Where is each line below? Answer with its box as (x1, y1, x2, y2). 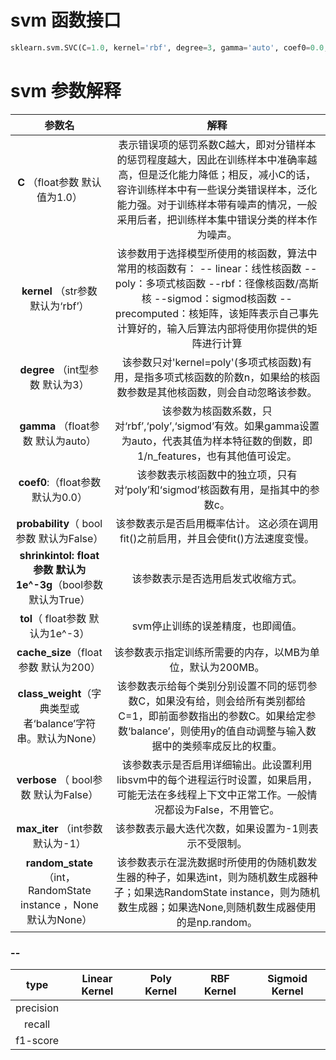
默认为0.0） (31, 490, 88, 504)
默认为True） (28, 592, 91, 606)
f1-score (15, 1034, 60, 1048)
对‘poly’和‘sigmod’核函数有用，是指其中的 (114, 482, 310, 496)
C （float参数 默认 (17, 175, 102, 189)
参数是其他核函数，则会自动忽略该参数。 (126, 385, 318, 399)
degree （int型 (19, 362, 90, 376)
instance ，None (20, 897, 99, 911)
